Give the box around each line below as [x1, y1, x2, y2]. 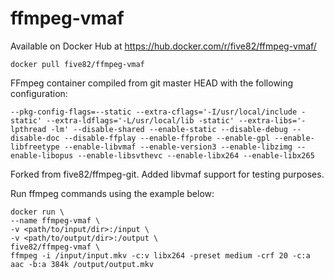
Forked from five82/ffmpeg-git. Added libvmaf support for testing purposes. [10, 168, 325, 180]
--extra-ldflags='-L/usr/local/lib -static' [46, 115, 235, 126]
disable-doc [10, 133, 60, 143]
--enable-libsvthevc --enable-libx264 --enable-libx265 [77, 150, 315, 161]
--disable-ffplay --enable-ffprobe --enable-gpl [63, 133, 271, 143]
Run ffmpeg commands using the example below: [10, 187, 215, 199]
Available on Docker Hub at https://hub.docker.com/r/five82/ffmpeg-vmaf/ [10, 40, 317, 52]
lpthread [10, 124, 47, 134]
